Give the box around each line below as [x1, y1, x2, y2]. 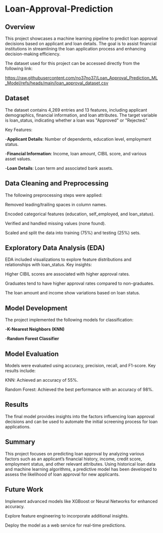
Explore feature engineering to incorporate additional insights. [5, 513, 129, 518]
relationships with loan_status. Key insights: [5, 262, 92, 268]
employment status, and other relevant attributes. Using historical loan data [5, 461, 156, 467]
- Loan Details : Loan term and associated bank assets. [5, 165, 114, 171]
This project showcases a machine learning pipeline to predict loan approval [5, 35, 158, 41]
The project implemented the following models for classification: [5, 317, 133, 323]
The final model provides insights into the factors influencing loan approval [5, 413, 155, 419]
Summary [5, 438, 35, 446]
